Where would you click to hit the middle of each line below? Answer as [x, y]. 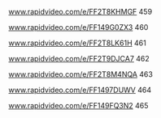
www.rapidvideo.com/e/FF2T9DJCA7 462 [79, 59]
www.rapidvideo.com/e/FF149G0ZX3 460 [78, 27]
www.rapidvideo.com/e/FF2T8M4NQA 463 [80, 74]
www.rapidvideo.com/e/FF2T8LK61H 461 [77, 43]
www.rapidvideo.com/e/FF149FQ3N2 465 [78, 105]
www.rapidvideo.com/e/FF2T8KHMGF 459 [80, 12]
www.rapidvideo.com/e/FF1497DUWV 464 [80, 90]
